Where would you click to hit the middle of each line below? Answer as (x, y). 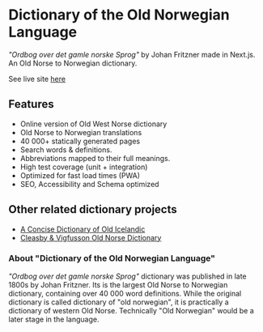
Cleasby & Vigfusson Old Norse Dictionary (91, 237)
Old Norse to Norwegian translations (81, 132)
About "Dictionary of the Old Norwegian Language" (112, 258)
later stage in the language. (54, 319)
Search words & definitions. (66, 149)
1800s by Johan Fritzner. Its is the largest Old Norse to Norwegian (118, 284)
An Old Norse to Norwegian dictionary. (73, 63)
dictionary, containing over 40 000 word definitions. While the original (125, 293)
